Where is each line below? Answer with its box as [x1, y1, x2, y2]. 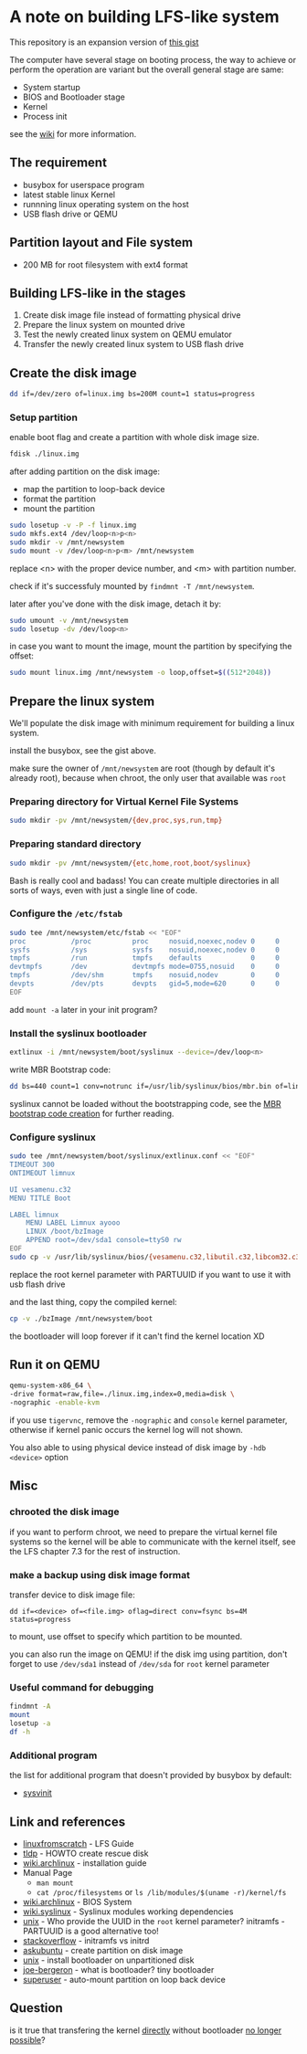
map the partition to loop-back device [22, 484, 166, 495]
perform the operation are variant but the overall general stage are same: [9, 64, 284, 75]
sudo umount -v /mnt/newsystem [9, 616, 129, 625]
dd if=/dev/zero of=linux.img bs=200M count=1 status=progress [9, 390, 256, 399]
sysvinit [22, 1787, 52, 1798]
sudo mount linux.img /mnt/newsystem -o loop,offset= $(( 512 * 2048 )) [9, 669, 272, 678]
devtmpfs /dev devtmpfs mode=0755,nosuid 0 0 [9, 962, 281, 972]
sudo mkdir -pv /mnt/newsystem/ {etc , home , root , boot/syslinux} [9, 858, 251, 868]
